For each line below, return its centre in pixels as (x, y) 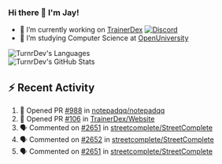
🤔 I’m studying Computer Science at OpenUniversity (104, 38)
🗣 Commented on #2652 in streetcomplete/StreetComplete (117, 140)
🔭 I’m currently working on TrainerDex (81, 30)
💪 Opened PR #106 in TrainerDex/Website (87, 119)
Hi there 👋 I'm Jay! (44, 13)
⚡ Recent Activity (52, 87)
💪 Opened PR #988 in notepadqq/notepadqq (92, 110)
